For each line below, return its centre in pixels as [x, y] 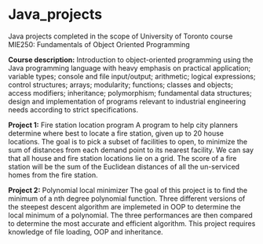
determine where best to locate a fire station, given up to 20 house [116, 133]
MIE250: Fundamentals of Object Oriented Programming [99, 44]
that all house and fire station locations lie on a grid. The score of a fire [122, 158]
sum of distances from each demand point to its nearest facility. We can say [131, 150]
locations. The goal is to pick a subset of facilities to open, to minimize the [128, 141]
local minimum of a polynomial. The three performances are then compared [130, 215]
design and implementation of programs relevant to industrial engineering [127, 101]
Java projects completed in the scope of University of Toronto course [121, 36]
